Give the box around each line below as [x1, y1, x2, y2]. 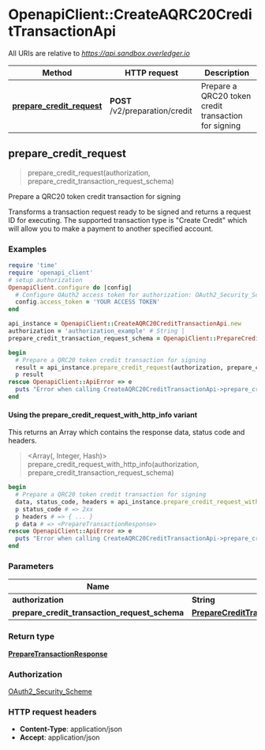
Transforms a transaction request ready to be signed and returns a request [8, 207, 252, 217]
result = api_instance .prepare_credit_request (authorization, [15, 364, 224, 371]
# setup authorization [8, 276, 83, 284]
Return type [8, 631, 55, 642]
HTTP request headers [8, 706, 97, 717]
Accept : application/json [19, 733, 100, 742]
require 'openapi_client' [8, 269, 93, 277]
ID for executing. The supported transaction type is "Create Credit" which [8, 215, 248, 224]
